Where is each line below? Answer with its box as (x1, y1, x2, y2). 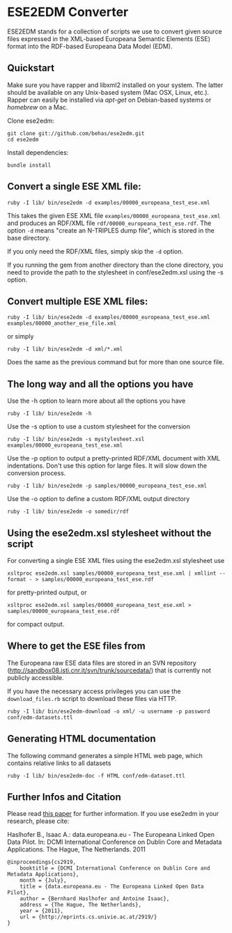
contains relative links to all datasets (7, 759, 111, 767)
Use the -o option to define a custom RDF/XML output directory (7, 495, 190, 503)
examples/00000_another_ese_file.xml (7, 320, 117, 327)
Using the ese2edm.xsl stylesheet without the (7, 527, 212, 539)
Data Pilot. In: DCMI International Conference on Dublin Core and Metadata (7, 838, 222, 847)
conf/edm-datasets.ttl (7, 714, 73, 721)
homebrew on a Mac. (7, 102, 68, 111)
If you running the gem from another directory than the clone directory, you (7, 261, 224, 269)
